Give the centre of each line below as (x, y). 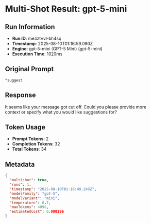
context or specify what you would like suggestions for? (61, 112)
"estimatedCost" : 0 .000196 (37, 212)
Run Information (30, 27)
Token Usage (25, 127)
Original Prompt (30, 69)
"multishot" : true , (29, 180)
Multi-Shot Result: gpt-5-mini (66, 9)
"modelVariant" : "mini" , (34, 198)
